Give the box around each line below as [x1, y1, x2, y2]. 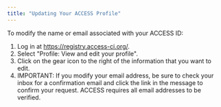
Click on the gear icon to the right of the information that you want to [16, 56, 211, 65]
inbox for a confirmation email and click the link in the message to [16, 78, 204, 86]
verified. [16, 93, 41, 102]
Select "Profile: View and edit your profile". [16, 49, 139, 58]
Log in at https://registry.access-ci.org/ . [16, 42, 130, 50]
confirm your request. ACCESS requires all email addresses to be [16, 86, 201, 94]
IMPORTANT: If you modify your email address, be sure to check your [16, 71, 214, 80]
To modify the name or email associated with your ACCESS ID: [7, 29, 184, 37]
